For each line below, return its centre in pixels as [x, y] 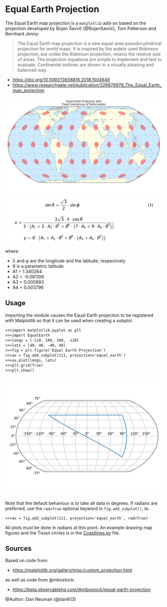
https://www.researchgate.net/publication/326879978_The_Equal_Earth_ [87, 85]
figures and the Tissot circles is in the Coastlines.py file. [63, 533]
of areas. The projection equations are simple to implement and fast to [89, 59]
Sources [18, 549]
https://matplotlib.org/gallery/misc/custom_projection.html [72, 570]
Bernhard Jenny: [22, 34]
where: [12, 251]
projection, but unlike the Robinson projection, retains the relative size [89, 54]
